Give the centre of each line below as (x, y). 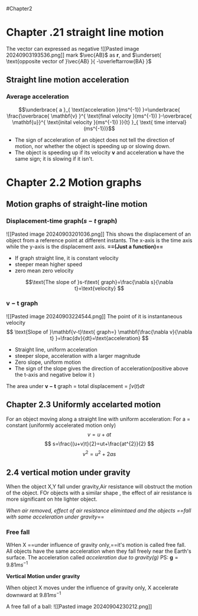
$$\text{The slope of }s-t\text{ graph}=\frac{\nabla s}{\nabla (99, 282)
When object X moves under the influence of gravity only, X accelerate (92, 588)
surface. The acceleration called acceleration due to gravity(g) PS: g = (92, 558)
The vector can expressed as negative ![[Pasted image (73, 48)
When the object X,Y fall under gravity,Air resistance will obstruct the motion (99, 487)
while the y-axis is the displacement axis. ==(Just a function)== (85, 246)
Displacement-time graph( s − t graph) (62, 221)
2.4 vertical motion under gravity (69, 472)
